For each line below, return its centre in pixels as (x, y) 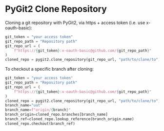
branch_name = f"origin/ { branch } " (38, 110)
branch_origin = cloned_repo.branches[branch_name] (57, 115)
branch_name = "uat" (24, 105)
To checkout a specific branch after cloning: (49, 69)
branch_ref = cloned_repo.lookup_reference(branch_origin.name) (70, 119)
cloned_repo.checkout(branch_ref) (40, 124)
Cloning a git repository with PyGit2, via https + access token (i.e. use (75, 23)
